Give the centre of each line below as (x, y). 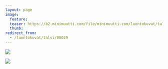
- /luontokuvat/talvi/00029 (39, 38)
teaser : (18, 24)
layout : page (19, 10)
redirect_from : (21, 33)
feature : (19, 19)
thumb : (16, 28)
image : (12, 14)
